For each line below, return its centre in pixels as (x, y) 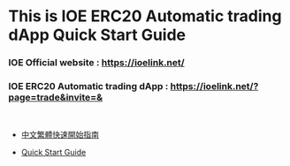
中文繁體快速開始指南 (60, 135)
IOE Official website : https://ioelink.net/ (96, 63)
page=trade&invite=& (56, 97)
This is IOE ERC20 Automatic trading (145, 16)
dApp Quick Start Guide (97, 35)
